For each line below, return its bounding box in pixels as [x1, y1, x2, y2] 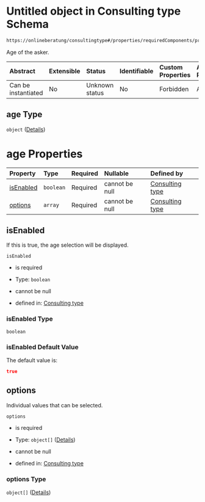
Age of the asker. [6, 48, 50, 56]
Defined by [150, 169, 184, 178]
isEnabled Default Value [6, 343, 79, 351]
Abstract [9, 67, 35, 75]
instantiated [9, 89, 43, 97]
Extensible [48, 67, 81, 75]
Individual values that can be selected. [6, 401, 103, 409]
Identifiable [119, 67, 154, 75]
